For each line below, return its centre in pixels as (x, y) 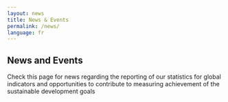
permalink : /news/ (33, 26)
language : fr (26, 33)
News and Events (45, 60)
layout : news (26, 13)
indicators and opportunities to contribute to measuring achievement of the (113, 84)
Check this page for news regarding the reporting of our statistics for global (114, 77)
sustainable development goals (51, 91)
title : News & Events (38, 20)
